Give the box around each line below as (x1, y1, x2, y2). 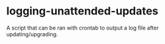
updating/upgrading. (6, 30, 58, 37)
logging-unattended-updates (6, 4, 159, 18)
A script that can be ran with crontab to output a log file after (6, 24, 159, 31)
